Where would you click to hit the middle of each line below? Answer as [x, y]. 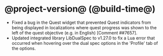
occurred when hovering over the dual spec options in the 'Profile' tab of [85, 43]
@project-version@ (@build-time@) [80, 9]
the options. [24, 48]
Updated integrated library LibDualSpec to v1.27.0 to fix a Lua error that [83, 38]
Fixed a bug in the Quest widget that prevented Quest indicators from [81, 22]
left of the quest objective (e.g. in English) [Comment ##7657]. [74, 33]
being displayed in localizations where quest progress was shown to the [84, 27]
